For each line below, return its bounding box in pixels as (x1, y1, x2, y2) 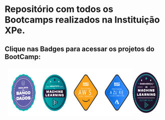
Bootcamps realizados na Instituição (5, 14, 160, 25)
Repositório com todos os (5, 3, 113, 15)
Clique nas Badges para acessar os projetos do (5, 44, 155, 53)
